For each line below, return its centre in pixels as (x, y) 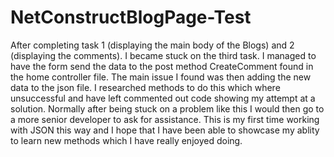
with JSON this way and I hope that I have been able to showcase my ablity (165, 130)
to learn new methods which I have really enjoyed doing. (126, 140)
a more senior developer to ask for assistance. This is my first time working (165, 119)
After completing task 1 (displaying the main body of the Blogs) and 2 (152, 45)
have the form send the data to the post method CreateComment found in (162, 66)
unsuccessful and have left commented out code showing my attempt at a (163, 98)
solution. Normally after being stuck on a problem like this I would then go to (167, 108)
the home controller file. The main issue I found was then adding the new (161, 77)
